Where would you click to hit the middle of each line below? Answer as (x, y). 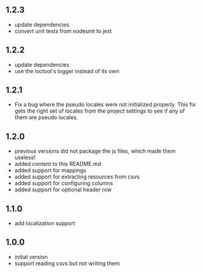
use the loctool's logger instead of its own (67, 71)
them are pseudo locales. (46, 117)
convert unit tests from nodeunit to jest (63, 31)
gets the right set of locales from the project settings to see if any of (100, 111)
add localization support (45, 223)
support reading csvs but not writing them (67, 263)
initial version (31, 257)
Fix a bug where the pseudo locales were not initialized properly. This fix (105, 105)
